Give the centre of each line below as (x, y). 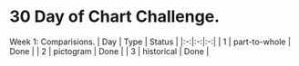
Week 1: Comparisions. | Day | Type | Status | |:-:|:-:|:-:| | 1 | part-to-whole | (150, 42)
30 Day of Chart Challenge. (115, 17)
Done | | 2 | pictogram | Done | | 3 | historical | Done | (109, 51)
